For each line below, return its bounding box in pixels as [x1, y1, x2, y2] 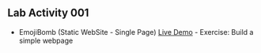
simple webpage [18, 36, 74, 45]
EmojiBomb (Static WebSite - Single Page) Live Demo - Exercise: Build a [18, 27, 254, 36]
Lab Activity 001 [7, 6, 89, 20]
